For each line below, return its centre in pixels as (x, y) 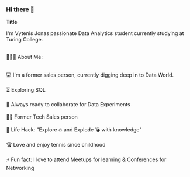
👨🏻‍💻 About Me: (24, 57)
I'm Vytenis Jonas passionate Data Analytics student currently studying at (95, 33)
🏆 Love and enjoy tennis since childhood (56, 145)
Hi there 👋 (20, 9)
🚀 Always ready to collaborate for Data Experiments (68, 105)
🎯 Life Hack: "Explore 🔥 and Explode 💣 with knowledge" (74, 130)
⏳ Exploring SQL (26, 90)
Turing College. (25, 40)
